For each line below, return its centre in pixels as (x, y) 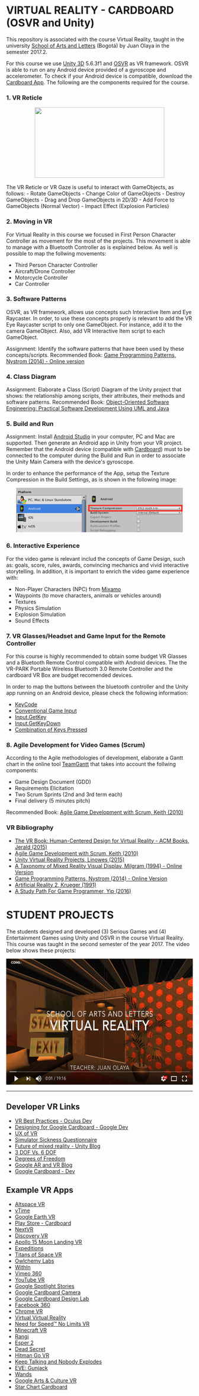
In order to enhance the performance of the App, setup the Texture (88, 473)
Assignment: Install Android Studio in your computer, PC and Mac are (91, 437)
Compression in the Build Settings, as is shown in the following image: (92, 480)
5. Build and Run (30, 424)
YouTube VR (30, 1280)
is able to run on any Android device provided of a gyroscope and (86, 69)
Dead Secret (30, 1349)
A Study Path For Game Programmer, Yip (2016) (73, 891)
